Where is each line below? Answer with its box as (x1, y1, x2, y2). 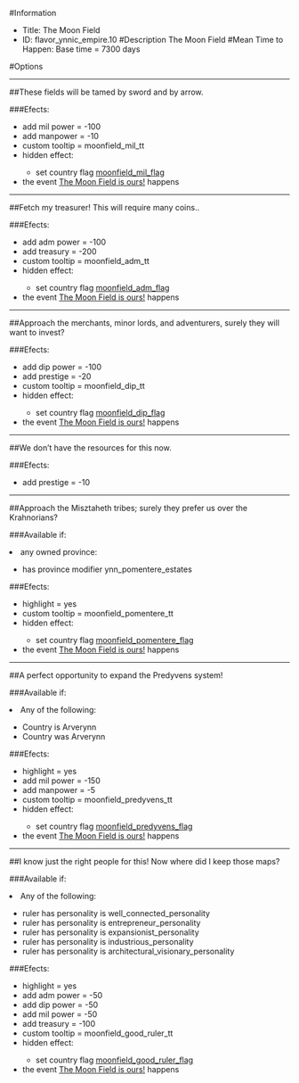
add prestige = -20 (21, 371, 92, 382)
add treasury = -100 (21, 1019, 96, 1029)
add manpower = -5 (21, 785, 96, 795)
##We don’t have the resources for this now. (9, 442, 172, 453)
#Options (9, 62, 44, 71)
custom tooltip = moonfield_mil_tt (21, 140, 145, 151)
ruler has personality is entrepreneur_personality (21, 918, 201, 928)
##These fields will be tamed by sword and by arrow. (9, 87, 204, 97)
